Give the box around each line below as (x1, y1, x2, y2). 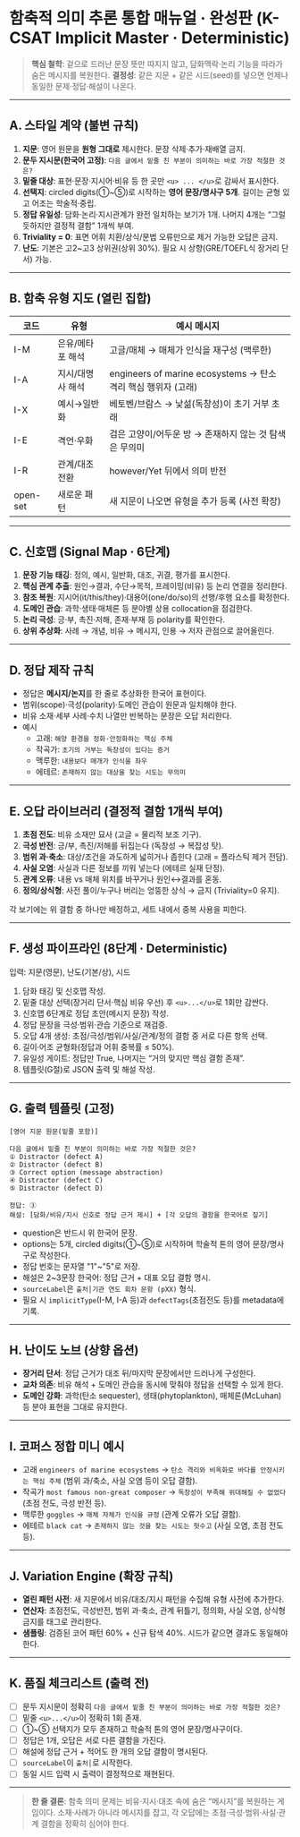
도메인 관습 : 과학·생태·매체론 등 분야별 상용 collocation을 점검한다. (21, 603, 253, 614)
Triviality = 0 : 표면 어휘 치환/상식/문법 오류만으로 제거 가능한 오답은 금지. (21, 231, 279, 242)
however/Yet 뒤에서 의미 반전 (109, 465, 228, 477)
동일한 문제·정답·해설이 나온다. (30, 81, 137, 91)
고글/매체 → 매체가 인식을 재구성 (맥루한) (109, 344, 272, 356)
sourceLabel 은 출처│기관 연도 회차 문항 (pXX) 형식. (21, 1283, 196, 1294)
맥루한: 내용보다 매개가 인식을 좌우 (35, 756, 147, 766)
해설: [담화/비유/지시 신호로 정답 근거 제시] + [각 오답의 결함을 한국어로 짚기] (9, 1210, 270, 1219)
